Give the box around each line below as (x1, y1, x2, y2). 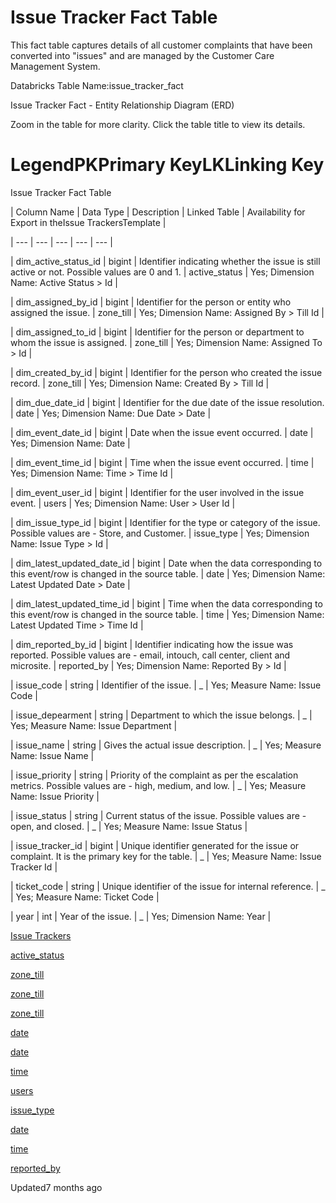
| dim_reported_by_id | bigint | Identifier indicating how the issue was (10, 638, 294, 650)
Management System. (10, 60, 101, 72)
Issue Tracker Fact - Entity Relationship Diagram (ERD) (10, 99, 235, 111)
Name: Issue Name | (10, 749, 95, 761)
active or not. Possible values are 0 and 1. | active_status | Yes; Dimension (10, 266, 315, 278)
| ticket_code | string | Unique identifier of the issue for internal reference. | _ (10, 880, 326, 892)
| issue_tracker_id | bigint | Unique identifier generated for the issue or (10, 839, 300, 851)
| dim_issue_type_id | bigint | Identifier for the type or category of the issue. (10, 516, 321, 528)
